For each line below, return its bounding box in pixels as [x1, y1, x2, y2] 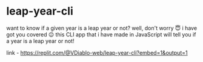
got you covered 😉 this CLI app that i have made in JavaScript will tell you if [6, 30, 196, 38]
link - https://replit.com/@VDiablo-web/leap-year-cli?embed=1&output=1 [6, 49, 188, 56]
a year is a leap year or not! [6, 37, 75, 44]
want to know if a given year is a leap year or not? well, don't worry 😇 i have [6, 24, 198, 32]
